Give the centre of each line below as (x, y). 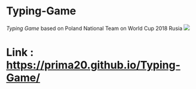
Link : (20, 53)
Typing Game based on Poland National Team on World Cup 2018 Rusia (94, 28)
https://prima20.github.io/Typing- (94, 65)
